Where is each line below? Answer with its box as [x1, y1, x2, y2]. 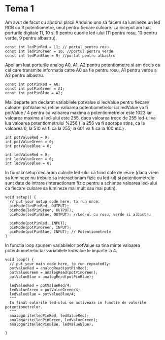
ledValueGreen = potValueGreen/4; [9, 287, 80, 292]
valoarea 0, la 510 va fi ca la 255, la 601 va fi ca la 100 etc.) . [5, 125, 127, 131]
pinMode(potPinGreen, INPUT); [9, 225, 71, 230]
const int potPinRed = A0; [5, 82, 61, 87]
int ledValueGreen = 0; [5, 156, 54, 161]
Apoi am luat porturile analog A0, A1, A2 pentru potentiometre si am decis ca [5, 62, 160, 68]
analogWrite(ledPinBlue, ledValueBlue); [9, 322, 94, 327]
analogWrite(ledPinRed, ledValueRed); [9, 313, 90, 318]
